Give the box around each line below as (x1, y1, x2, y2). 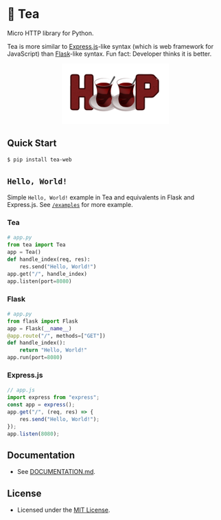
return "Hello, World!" (19, 347, 88, 354)
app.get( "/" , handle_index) (7, 270, 88, 277)
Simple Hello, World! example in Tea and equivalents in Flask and (7, 193, 195, 202)
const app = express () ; (7, 402, 75, 409)
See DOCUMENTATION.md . (16, 468, 96, 476)
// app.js (7, 387, 36, 394)
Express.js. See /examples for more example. (7, 201, 133, 209)
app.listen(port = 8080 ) (7, 278, 72, 285)
